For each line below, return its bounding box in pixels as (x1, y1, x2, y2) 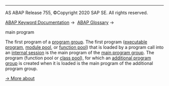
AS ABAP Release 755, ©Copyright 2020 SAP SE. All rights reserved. (5, 10, 148, 16)
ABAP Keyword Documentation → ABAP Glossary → (5, 20, 114, 25)
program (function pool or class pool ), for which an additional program (5, 55, 151, 61)
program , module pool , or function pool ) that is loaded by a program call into (5, 44, 164, 50)
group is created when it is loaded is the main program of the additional (5, 60, 153, 66)
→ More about (5, 75, 35, 81)
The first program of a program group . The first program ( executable (5, 39, 147, 45)
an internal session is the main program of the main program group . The (5, 50, 154, 55)
